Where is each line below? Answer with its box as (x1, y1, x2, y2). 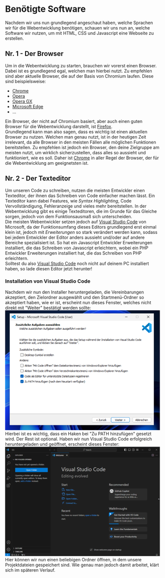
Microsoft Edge (12, 103, 44, 109)
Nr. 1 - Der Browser (5, 50, 64, 58)
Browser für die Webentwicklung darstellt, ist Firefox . (5, 123, 113, 129)
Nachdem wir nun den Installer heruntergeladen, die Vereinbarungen (5, 289, 144, 295)
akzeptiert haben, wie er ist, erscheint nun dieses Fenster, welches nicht (5, 299, 151, 305)
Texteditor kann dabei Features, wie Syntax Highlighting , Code (5, 198, 132, 203)
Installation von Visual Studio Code (5, 278, 91, 285)
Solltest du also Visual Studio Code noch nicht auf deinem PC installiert (5, 260, 149, 266)
